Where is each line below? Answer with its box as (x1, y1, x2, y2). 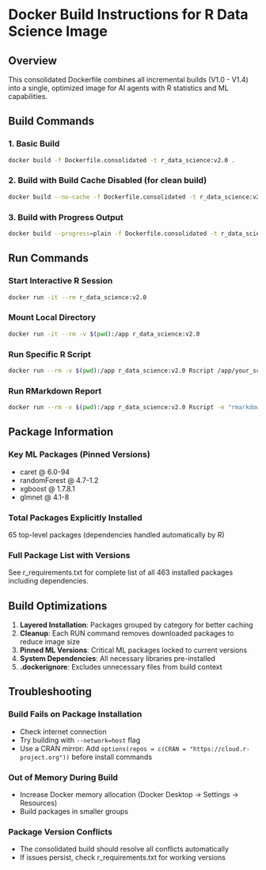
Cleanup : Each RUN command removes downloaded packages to (19, 629, 234, 638)
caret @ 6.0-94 (19, 467, 70, 477)
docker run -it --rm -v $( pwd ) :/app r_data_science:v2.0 (8, 330, 200, 338)
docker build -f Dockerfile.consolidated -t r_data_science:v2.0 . (8, 156, 236, 164)
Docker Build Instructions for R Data (8, 6, 249, 24)
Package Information (8, 425, 114, 439)
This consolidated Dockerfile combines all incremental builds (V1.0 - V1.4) (8, 75, 249, 84)
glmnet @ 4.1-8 (19, 492, 70, 502)
